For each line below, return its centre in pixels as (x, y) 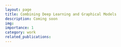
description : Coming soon (31, 19)
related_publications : (28, 37)
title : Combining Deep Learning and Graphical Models (61, 14)
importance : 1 (20, 28)
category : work (20, 32)
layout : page (18, 10)
